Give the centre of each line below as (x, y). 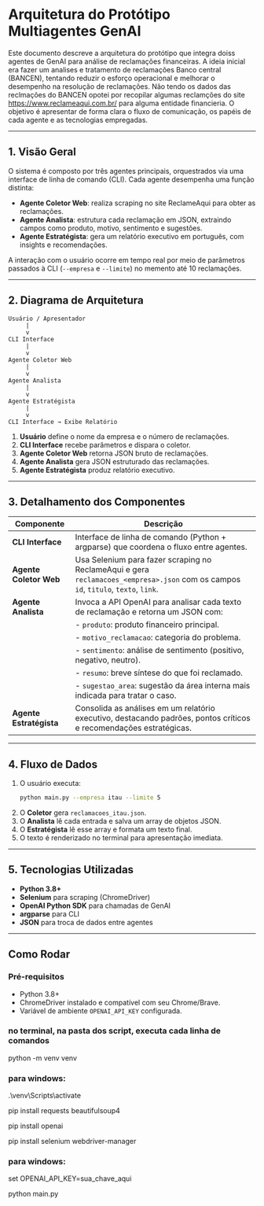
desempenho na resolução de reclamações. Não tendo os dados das (120, 86)
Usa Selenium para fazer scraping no (143, 560)
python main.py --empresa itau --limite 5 (90, 798)
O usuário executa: (50, 784)
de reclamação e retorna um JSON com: (149, 612)
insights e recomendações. (63, 245)
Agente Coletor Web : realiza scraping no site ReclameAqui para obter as (137, 203)
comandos (29, 1041)
